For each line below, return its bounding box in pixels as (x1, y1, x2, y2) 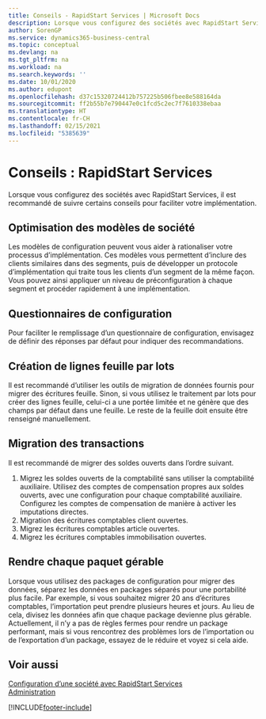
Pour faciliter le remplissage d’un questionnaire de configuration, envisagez (8, 328, 255, 337)
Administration (8, 687, 56, 697)
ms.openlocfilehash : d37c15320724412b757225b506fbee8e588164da (8, 93, 222, 101)
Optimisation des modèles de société (8, 221, 196, 234)
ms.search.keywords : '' (8, 70, 87, 78)
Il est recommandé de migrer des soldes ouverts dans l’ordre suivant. (8, 458, 234, 467)
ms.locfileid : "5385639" (8, 129, 90, 137)
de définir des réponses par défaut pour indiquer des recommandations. (8, 337, 244, 346)
